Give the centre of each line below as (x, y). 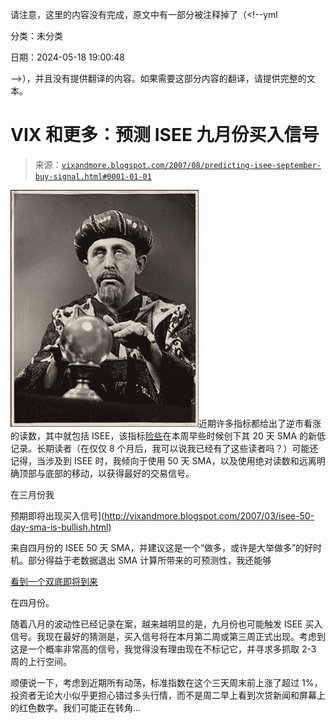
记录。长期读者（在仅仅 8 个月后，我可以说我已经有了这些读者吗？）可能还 (164, 448)
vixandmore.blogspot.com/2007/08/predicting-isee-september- (191, 165)
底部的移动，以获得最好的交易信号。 (119, 473)
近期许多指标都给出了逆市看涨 (260, 423)
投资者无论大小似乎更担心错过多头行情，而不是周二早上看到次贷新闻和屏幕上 (168, 695)
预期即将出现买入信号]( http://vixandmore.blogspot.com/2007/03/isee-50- (162, 515)
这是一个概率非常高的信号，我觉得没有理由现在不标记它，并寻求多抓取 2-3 (163, 649)
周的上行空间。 (41, 661)
